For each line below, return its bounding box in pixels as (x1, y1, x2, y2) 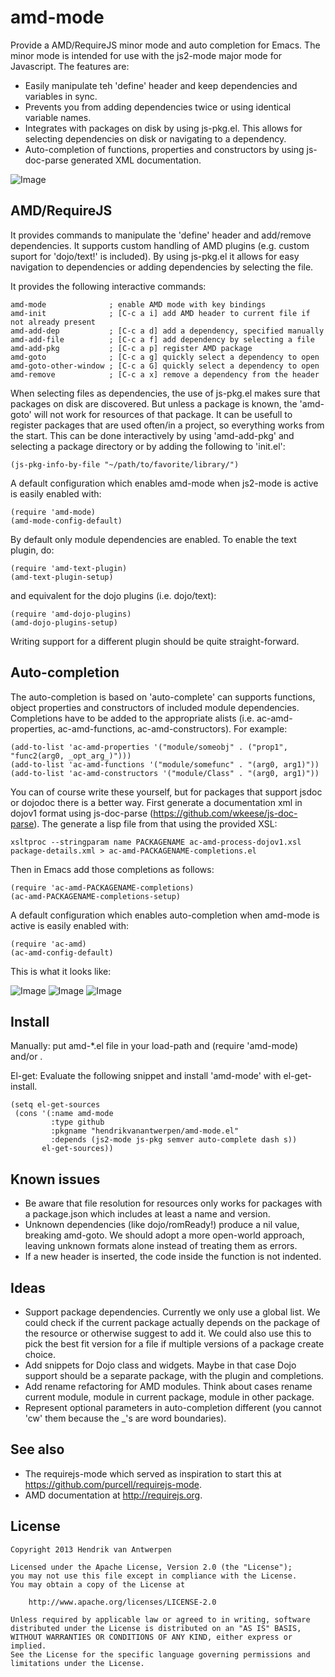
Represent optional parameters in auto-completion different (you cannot (24, 1402, 322, 1413)
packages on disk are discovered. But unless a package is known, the (10, 397, 298, 410)
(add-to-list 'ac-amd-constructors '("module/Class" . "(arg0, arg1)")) (10, 768, 320, 778)
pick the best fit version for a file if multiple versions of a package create (24, 1338, 325, 1350)
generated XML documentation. (70, 154, 202, 166)
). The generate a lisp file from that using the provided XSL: (33, 817, 278, 830)
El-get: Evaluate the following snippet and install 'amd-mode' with (10, 1070, 282, 1082)
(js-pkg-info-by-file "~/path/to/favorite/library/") (10, 459, 240, 470)
